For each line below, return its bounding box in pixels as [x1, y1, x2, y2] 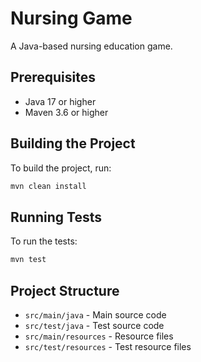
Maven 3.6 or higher [24, 106, 109, 118]
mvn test [10, 255, 47, 265]
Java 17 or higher [24, 95, 97, 107]
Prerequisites [10, 69, 96, 86]
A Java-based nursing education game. [10, 40, 173, 52]
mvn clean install [10, 181, 87, 191]
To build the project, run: [10, 162, 112, 174]
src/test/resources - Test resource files [24, 340, 192, 352]
